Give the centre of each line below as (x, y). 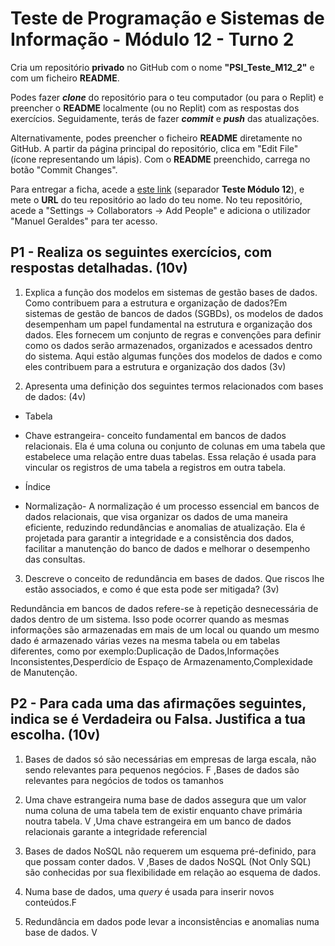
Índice (37, 486)
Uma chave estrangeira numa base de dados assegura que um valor (165, 799)
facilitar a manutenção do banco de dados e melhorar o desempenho (167, 548)
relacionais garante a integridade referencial (116, 831)
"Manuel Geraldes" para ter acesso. (84, 221)
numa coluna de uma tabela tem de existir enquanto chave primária (163, 810)
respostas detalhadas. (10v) (99, 268)
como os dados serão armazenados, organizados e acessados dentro (168, 345)
